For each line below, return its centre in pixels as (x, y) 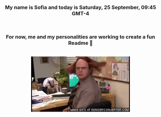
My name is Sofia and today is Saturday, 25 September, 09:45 (80, 7)
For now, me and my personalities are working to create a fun (80, 37)
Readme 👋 (80, 43)
